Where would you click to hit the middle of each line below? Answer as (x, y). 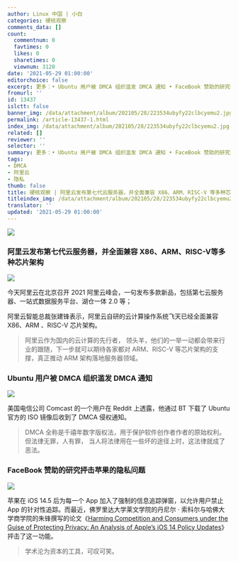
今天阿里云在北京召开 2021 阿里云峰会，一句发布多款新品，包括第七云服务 (115, 293)
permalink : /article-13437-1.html (58, 119)
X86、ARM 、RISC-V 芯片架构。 (54, 325)
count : (17, 34)
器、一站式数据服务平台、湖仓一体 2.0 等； (70, 301)
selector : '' (27, 146)
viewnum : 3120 (34, 67)
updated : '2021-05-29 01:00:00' (55, 212)
